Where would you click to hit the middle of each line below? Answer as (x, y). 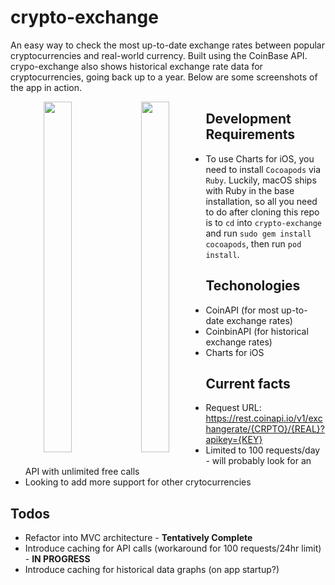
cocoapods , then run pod (253, 243)
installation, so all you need (261, 201)
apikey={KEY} (234, 440)
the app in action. (46, 87)
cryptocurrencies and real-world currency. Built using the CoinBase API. (159, 55)
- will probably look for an (258, 461)
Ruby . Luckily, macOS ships (261, 180)
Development (248, 119)
